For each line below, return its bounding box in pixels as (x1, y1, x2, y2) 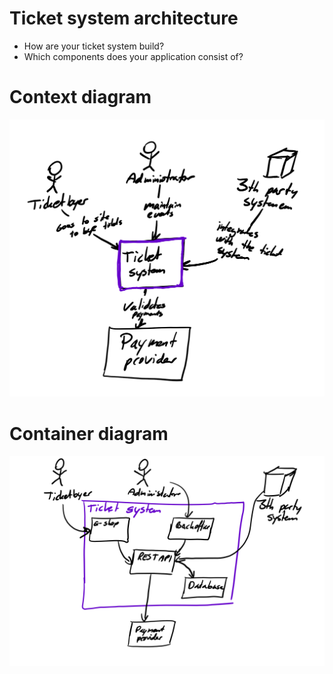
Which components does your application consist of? (23, 50, 244, 62)
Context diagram (9, 86, 152, 109)
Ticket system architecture (9, 7, 239, 30)
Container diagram (9, 422, 169, 445)
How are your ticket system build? (23, 40, 165, 52)
